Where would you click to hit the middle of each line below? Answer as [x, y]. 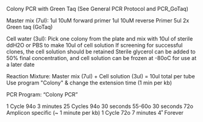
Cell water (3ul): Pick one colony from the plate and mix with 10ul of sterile [100, 39]
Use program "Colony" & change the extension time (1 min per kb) [89, 83]
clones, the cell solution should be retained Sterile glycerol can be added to [101, 52]
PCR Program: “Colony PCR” [42, 94]
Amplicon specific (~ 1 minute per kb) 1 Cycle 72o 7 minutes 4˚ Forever [95, 113]
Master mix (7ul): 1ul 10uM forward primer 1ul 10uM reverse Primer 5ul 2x [98, 20]
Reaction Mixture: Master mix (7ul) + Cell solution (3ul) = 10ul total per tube [101, 76]
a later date [20, 64]
